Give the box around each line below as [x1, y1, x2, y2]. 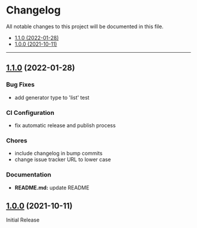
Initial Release [6, 216, 40, 223]
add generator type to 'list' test [14, 94, 90, 101]
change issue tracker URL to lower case [14, 156, 111, 163]
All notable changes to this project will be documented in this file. [6, 23, 164, 30]
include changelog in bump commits [14, 150, 103, 157]
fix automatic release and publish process [14, 121, 116, 129]
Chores [6, 136, 28, 144]
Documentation [6, 171, 52, 179]
